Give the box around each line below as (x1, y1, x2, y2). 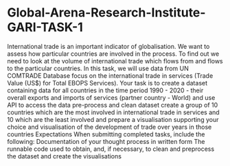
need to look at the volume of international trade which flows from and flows (7, 56, 223, 65)
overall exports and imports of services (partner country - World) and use (7, 93, 216, 101)
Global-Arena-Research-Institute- (7, 5, 206, 21)
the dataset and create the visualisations (7, 152, 122, 160)
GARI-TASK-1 (7, 19, 84, 35)
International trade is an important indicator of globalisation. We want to (7, 42, 210, 50)
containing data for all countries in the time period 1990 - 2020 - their (7, 86, 204, 94)
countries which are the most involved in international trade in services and (7, 108, 220, 116)
